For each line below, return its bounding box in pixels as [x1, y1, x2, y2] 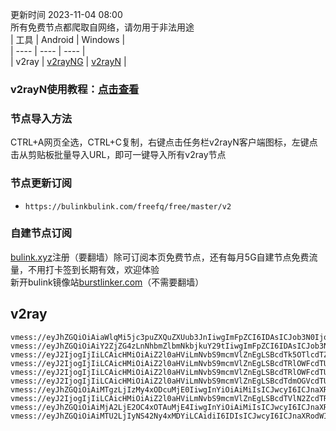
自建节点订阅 [10, 226, 73, 240]
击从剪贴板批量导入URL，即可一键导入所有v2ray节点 [10, 149, 227, 161]
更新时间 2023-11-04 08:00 [10, 9, 123, 20]
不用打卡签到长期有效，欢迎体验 [27, 263, 160, 275]
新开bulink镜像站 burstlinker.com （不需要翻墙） [10, 276, 205, 288]
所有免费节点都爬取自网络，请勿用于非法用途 [10, 21, 195, 33]
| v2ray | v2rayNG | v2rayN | [10, 56, 127, 67]
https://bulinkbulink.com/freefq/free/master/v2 [24, 201, 232, 212]
